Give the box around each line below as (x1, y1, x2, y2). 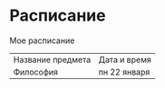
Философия (13, 66, 59, 77)
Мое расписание (9, 35, 75, 46)
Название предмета (13, 54, 92, 65)
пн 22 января (98, 66, 150, 77)
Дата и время (98, 54, 151, 65)
